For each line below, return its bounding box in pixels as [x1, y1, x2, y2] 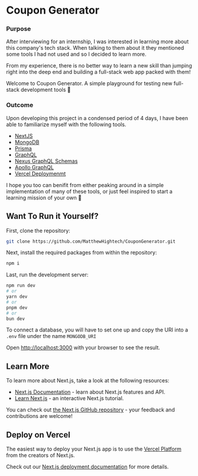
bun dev [6, 316, 25, 321]
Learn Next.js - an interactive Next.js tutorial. [14, 395, 124, 402]
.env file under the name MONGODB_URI [6, 333, 96, 340]
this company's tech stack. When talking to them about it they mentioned [6, 44, 184, 52]
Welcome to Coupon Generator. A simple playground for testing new [6, 80, 173, 87]
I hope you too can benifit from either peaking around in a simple [6, 181, 164, 188]
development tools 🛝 [20, 86, 71, 94]
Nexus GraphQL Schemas [14, 157, 78, 165]
